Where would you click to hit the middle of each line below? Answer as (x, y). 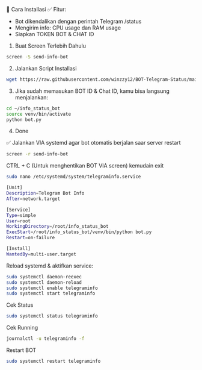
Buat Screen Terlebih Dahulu (50, 46)
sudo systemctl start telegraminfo (51, 293)
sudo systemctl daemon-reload (44, 282)
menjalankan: (32, 97)
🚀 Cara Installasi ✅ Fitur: (36, 9)
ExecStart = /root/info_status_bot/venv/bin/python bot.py (79, 232)
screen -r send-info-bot (37, 154)
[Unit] (14, 188)
